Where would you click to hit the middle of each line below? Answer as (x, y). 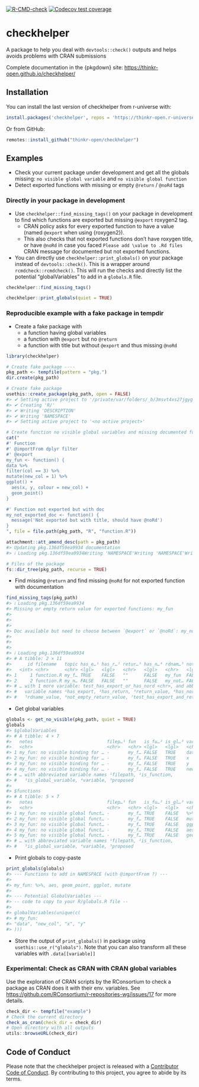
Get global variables (39, 709)
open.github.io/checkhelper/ (41, 74)
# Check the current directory (45, 1017)
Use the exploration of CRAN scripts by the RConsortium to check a (89, 981)
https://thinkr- (141, 67)
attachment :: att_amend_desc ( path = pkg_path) (63, 542)
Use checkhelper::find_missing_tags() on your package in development (104, 213)
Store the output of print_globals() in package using (80, 940)
